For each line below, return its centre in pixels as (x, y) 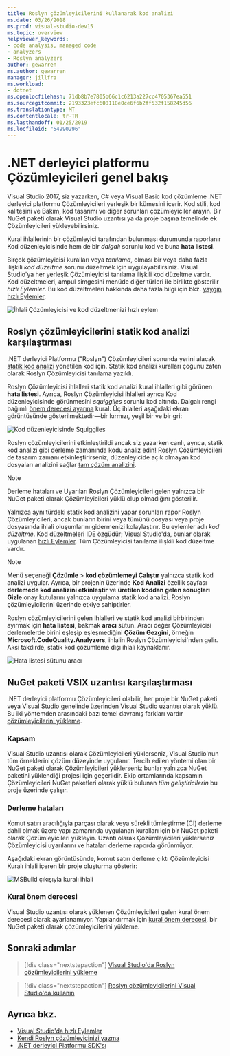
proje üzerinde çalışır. (38, 790)
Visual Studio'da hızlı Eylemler (60, 1031)
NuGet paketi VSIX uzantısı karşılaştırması (100, 682)
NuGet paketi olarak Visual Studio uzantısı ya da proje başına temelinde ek (112, 218)
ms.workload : (26, 84)
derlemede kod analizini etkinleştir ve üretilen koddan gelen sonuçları (109, 590)
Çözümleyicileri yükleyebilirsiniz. (53, 226)
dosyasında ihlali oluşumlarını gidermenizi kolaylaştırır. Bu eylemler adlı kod (113, 527)
